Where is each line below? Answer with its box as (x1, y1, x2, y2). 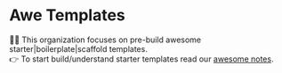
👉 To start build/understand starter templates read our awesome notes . (9, 54, 274, 64)
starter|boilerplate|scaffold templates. (9, 43, 149, 54)
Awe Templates (9, 5, 126, 26)
